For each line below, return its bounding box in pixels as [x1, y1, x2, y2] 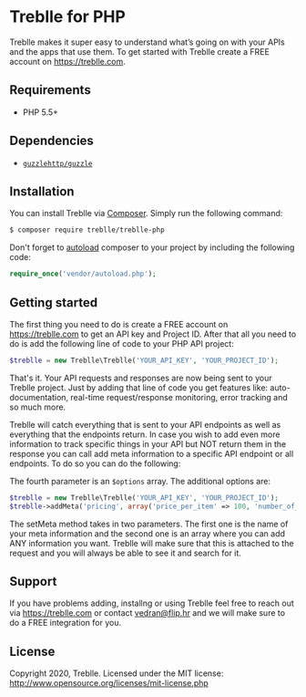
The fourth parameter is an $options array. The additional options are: [9, 475, 271, 486]
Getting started [9, 295, 98, 310]
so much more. [9, 401, 66, 412]
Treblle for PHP [9, 6, 126, 27]
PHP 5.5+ [22, 107, 59, 118]
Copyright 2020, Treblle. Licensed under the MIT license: [9, 668, 224, 679]
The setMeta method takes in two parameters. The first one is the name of [9, 518, 289, 529]
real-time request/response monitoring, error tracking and [70, 391, 289, 402]
